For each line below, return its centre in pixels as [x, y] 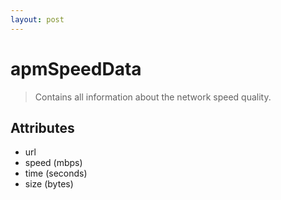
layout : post [37, 19]
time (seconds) [56, 173]
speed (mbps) [53, 163]
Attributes [42, 127]
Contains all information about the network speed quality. [153, 97]
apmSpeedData [76, 68]
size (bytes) [49, 184]
